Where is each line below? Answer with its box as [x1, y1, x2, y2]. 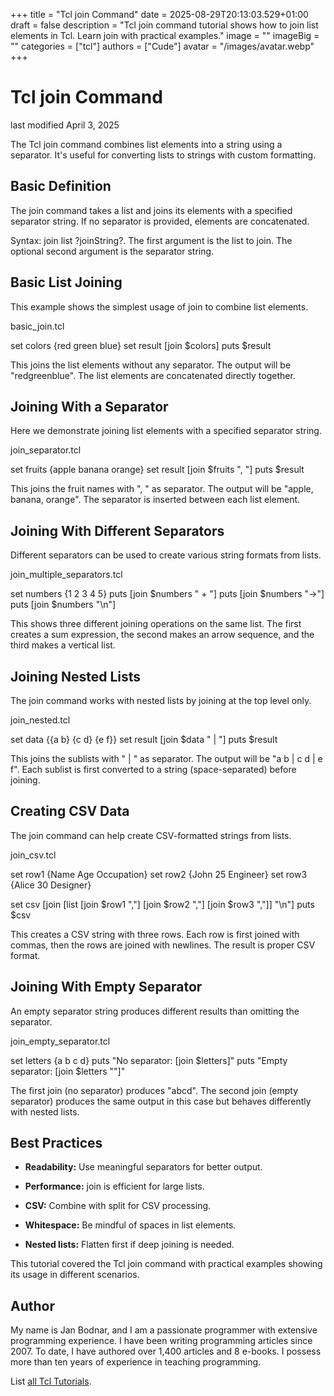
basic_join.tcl [10, 320, 65, 332]
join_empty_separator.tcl [10, 1035, 111, 1047]
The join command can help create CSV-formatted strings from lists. [10, 829, 292, 841]
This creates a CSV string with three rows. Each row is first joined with [10, 928, 300, 940]
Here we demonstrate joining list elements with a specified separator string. [10, 425, 322, 437]
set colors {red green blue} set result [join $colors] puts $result [10, 339, 272, 351]
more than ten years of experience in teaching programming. [10, 1356, 262, 1368]
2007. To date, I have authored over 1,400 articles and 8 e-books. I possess [10, 1345, 322, 1358]
